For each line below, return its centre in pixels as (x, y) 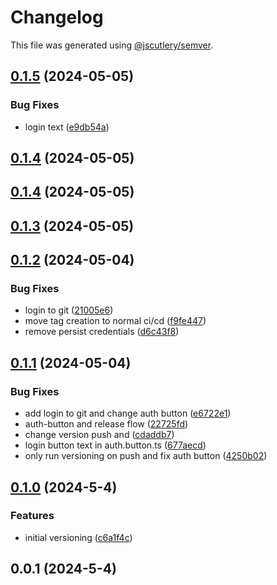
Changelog (57, 17)
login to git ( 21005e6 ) (69, 310)
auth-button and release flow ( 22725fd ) (106, 424)
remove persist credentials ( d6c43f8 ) (102, 332)
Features (32, 516)
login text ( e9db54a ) (67, 127)
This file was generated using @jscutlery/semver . (112, 45)
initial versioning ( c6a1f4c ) (78, 537)
